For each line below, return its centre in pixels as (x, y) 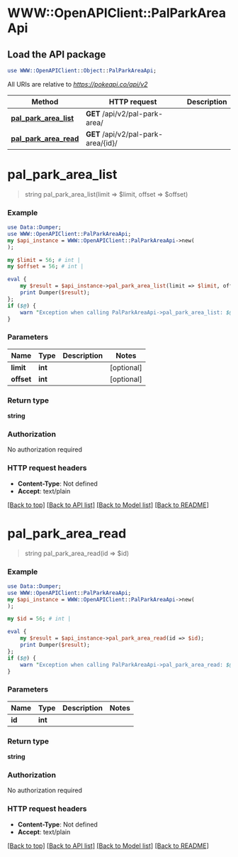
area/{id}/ (102, 143)
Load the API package (57, 54)
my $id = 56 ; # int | (39, 619)
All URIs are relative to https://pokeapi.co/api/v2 (78, 84)
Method (45, 102)
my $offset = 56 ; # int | (45, 267)
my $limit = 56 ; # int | (44, 260)
